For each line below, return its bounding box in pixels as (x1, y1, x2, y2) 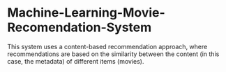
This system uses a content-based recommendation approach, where (7, 42, 208, 51)
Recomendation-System (7, 19, 152, 35)
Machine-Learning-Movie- (7, 5, 165, 21)
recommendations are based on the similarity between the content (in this (7, 50, 220, 58)
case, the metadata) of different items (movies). (7, 57, 144, 65)
